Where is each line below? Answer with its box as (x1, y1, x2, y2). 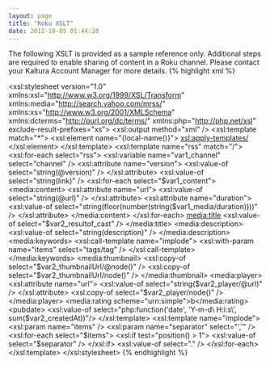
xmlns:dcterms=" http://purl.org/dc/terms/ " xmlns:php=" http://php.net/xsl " (8, 116, 256, 126)
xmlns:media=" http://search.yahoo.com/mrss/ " (8, 99, 166, 109)
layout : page (8, 11, 53, 20)
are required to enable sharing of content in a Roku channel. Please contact (8, 57, 260, 67)
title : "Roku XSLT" (8, 19, 74, 27)
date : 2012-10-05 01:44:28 (8, 27, 99, 35)
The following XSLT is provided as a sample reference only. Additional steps (8, 49, 261, 59)
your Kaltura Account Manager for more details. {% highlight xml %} (8, 66, 236, 76)
